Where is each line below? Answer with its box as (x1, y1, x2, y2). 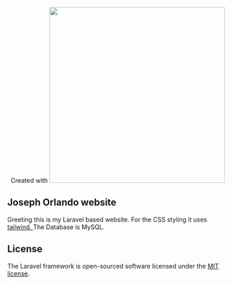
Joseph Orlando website (7, 197, 117, 209)
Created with (10, 176, 48, 184)
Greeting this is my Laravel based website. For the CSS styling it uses (7, 215, 207, 224)
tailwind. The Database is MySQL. (7, 222, 105, 231)
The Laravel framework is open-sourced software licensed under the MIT (7, 262, 219, 270)
